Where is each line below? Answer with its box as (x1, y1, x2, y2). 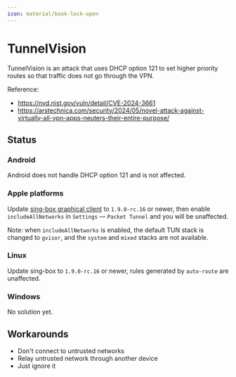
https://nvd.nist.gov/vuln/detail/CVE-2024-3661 (17, 98, 156, 107)
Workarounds (7, 328, 69, 340)
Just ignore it (17, 362, 56, 370)
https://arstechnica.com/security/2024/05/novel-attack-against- (17, 106, 205, 115)
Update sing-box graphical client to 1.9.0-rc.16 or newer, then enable (7, 205, 211, 213)
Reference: (7, 85, 39, 94)
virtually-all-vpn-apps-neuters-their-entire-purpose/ (17, 113, 170, 122)
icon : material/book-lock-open (7, 10, 99, 18)
